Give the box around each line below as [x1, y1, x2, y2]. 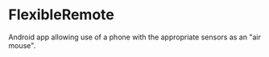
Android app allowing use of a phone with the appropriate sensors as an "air [8, 32, 262, 42]
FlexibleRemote [8, 6, 114, 24]
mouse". [8, 40, 36, 50]
